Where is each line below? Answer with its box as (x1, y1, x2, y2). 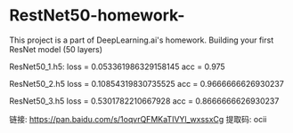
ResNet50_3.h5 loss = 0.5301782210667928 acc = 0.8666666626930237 (9, 95, 280, 106)
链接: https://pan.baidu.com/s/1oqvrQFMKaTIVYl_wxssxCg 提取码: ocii (9, 113, 267, 124)
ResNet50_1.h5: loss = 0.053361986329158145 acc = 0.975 (9, 61, 225, 72)
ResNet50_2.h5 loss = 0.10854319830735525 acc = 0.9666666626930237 (9, 78, 285, 89)
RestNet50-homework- (9, 5, 185, 26)
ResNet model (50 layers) (9, 43, 103, 54)
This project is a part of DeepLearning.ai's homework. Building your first (9, 35, 274, 45)
